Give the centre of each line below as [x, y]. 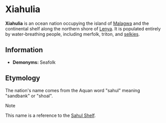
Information [24, 50]
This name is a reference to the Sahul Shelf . [50, 115]
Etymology [23, 78]
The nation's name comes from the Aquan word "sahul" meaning [73, 90]
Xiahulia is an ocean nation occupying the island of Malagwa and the [77, 23]
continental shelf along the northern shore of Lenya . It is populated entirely [83, 28]
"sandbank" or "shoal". [29, 96]
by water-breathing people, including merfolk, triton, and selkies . [73, 34]
